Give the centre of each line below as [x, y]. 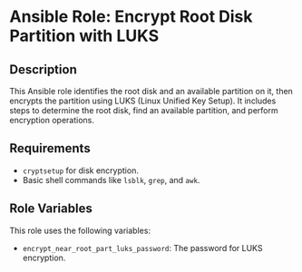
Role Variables [51, 209]
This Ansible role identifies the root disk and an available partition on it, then [151, 91]
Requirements [50, 148]
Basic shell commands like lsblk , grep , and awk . [111, 180]
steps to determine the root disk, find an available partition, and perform [144, 110]
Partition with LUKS [84, 36]
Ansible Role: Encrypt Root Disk [131, 17]
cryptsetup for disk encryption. [80, 170]
